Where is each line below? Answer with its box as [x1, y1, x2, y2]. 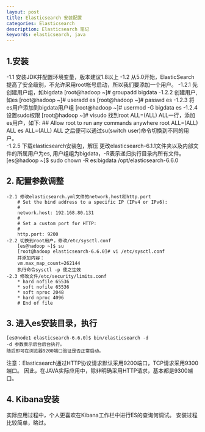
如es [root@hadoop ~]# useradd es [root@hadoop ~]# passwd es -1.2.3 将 [6, 96, 195, 103]
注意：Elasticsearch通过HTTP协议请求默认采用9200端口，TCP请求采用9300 [6, 359, 198, 367]
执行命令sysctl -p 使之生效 [17, 267, 81, 273]
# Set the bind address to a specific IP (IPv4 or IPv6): [17, 199, 168, 205]
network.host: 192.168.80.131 [17, 209, 95, 216]
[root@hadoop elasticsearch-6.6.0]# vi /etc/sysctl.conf [17, 248, 165, 255]
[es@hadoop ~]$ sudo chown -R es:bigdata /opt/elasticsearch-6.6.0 [6, 157, 179, 164]
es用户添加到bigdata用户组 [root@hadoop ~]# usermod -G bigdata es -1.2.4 [6, 103, 198, 111]
